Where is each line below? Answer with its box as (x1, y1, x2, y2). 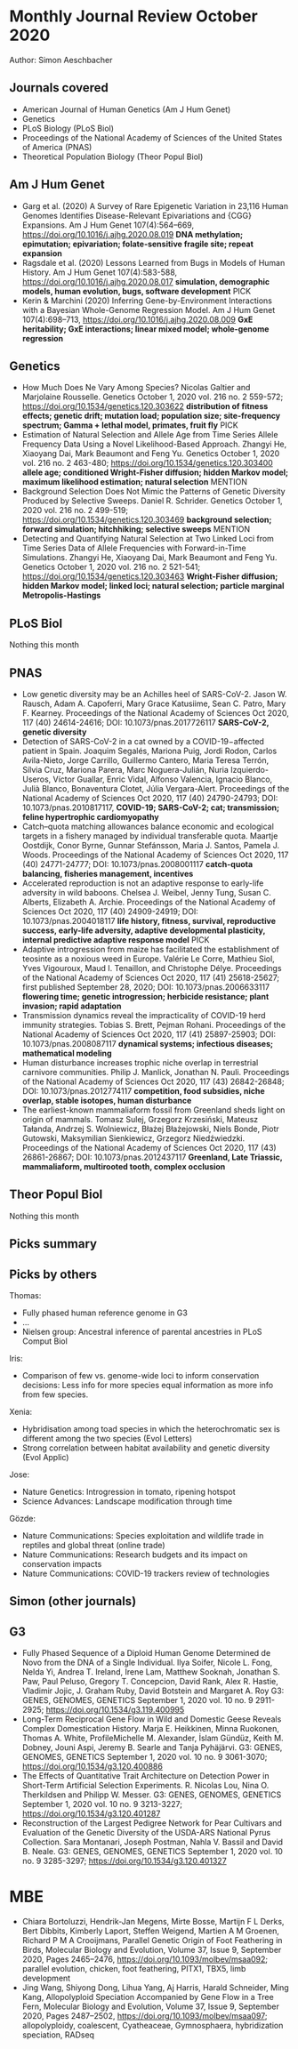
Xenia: (9, 1407, 33, 1418)
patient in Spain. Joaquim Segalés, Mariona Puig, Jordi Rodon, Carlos (21, 745, 278, 756)
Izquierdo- (230, 765, 270, 775)
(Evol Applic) (21, 1452, 69, 1463)
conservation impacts (21, 1559, 102, 1570)
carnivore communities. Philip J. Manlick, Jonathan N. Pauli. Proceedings (21, 1067, 290, 1077)
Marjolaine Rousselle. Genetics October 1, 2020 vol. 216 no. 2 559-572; (21, 391, 284, 402)
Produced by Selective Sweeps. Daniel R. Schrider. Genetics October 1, (21, 495, 283, 506)
